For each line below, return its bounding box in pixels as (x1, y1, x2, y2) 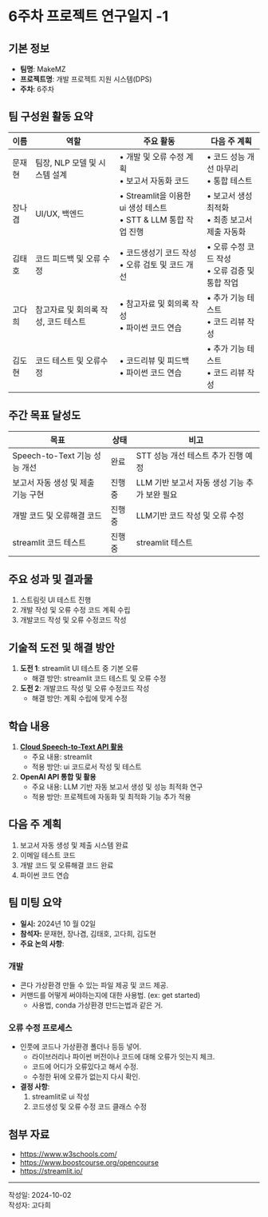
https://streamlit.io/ (19, 1167, 83, 1176)
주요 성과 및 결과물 (8, 573, 93, 586)
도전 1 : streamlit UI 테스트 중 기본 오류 (19, 664, 139, 673)
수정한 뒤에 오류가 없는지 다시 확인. (31, 1072, 141, 1082)
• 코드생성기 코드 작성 (119, 247, 197, 258)
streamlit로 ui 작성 (31, 1092, 90, 1102)
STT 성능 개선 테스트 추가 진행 (136, 449, 243, 461)
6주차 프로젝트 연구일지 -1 (8, 7, 169, 26)
